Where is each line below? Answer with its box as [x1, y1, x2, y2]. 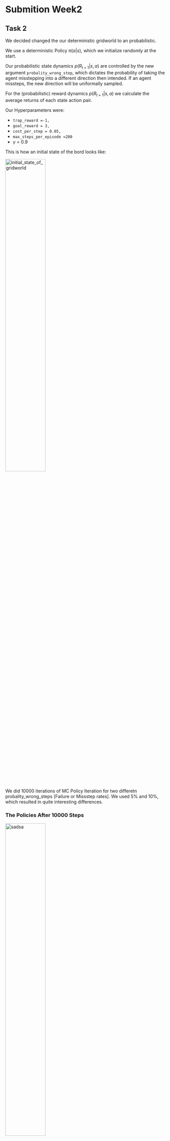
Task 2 [5, 24, 27, 33]
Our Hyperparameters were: [5, 107, 65, 113]
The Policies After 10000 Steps [5, 811, 84, 819]
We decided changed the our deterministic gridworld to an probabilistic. [5, 37, 157, 44]
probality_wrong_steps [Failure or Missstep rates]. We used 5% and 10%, [5, 793, 159, 799]
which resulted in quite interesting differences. [5, 799, 103, 805]
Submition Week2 [5, 4, 83, 15]
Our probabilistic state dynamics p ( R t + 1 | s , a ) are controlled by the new [5, 63, 154, 70]
